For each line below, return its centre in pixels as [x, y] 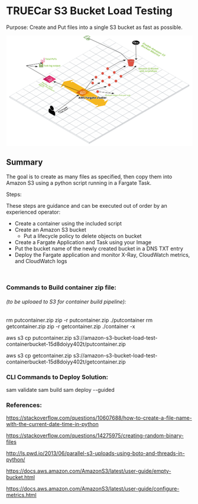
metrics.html [21, 495]
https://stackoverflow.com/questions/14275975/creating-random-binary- [95, 436]
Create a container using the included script [68, 223]
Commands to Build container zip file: [61, 287]
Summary [25, 163]
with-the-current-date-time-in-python [52, 424]
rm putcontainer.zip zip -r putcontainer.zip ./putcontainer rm [79, 320]
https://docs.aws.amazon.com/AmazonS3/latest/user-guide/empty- [89, 471]
